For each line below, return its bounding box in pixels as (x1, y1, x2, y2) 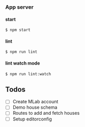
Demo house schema (12, 104, 58, 110)
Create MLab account (12, 99, 59, 105)
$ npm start (5, 27, 31, 33)
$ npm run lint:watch (5, 71, 51, 77)
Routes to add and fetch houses (12, 110, 80, 116)
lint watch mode (5, 60, 40, 66)
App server (5, 4, 34, 11)
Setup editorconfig (12, 116, 52, 122)
